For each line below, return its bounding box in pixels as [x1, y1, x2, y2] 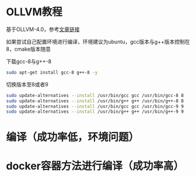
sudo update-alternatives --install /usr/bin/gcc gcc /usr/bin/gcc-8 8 [6, 92, 184, 98]
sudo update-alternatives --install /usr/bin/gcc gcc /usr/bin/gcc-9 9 [6, 103, 184, 109]
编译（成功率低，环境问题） [6, 130, 139, 144]
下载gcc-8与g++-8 [6, 58, 51, 65]
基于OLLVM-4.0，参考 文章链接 [6, 26, 80, 33]
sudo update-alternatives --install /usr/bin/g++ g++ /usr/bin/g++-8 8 [6, 98, 184, 104]
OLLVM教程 [6, 5, 63, 19]
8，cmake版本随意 [6, 45, 51, 53]
